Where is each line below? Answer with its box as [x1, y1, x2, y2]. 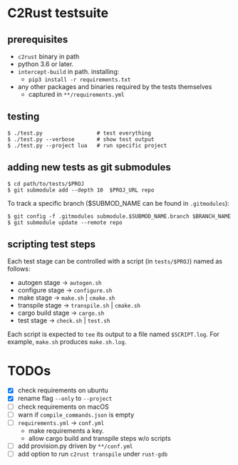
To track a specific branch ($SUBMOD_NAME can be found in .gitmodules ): [7, 199, 229, 207]
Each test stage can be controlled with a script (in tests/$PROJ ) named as [7, 257, 223, 266]
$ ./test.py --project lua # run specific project [7, 142, 167, 149]
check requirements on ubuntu [17, 386, 108, 395]
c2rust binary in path [17, 52, 80, 61]
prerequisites [7, 33, 68, 46]
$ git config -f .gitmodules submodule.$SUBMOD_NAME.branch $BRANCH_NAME [7, 212, 232, 220]
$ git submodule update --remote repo [7, 219, 123, 226]
